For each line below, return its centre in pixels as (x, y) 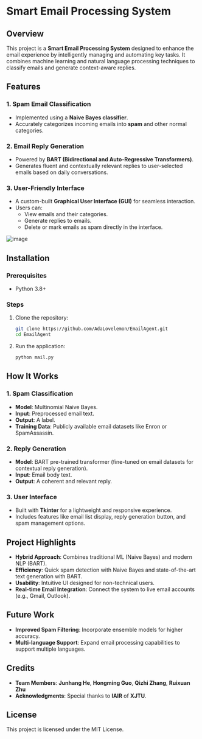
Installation (28, 258)
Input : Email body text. (44, 475)
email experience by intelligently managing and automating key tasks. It (96, 55)
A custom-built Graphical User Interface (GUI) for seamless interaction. (105, 201)
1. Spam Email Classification (49, 104)
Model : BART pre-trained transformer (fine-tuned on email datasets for (104, 461)
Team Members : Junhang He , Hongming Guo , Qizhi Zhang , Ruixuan (103, 682)
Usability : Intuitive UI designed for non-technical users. (85, 583)
